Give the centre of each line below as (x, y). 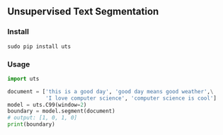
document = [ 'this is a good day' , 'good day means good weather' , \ (110, 91)
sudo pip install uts (39, 46)
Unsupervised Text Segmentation (83, 12)
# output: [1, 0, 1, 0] (42, 118)
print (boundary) (31, 124)
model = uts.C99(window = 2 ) (47, 105)
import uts (23, 78)
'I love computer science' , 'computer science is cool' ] (131, 98)
